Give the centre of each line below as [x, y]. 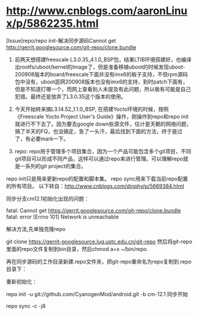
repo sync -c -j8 [26, 306]
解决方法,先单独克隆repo [36, 229]
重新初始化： [22, 281]
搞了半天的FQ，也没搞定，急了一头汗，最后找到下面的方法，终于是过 [98, 131]
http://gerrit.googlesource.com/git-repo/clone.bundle [71, 47]
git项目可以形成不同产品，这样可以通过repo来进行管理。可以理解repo [99, 159]
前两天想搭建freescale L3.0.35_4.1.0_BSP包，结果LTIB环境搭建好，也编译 [103, 59]
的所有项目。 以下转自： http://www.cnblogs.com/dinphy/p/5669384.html [95, 186]
